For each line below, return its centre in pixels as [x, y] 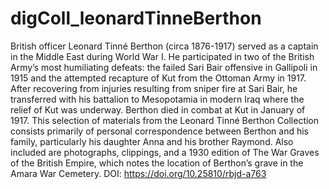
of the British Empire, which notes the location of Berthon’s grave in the [157, 163]
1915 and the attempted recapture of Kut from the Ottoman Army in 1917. [158, 78]
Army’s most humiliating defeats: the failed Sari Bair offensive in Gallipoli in [164, 67]
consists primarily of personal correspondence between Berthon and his [159, 131]
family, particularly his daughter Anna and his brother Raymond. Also [152, 141]
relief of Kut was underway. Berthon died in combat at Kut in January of [158, 109]
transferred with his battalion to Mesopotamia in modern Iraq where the [157, 99]
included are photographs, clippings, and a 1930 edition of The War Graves [165, 152]
